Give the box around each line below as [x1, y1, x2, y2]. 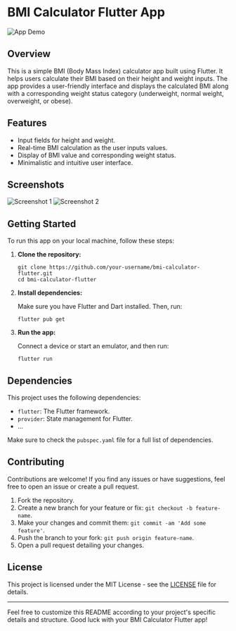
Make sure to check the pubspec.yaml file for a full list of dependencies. [7, 436, 214, 444]
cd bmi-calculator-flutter [17, 276, 97, 283]
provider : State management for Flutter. [17, 415, 133, 423]
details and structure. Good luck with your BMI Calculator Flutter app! [7, 615, 208, 624]
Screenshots [7, 178, 65, 190]
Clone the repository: [17, 250, 81, 259]
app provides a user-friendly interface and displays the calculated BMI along [7, 82, 229, 90]
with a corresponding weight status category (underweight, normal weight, [7, 89, 224, 97]
